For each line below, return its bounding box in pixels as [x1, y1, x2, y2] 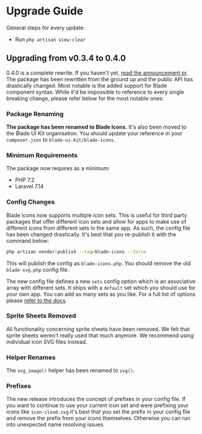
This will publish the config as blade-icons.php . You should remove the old [6, 260, 191, 267]
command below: [6, 237, 49, 244]
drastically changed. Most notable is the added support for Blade [6, 82, 167, 89]
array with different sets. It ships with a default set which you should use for [6, 284, 196, 291]
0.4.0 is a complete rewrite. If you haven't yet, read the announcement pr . [6, 69, 188, 76]
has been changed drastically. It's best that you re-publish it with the [6, 230, 176, 238]
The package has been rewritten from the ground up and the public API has [6, 75, 194, 82]
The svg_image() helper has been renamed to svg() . [6, 367, 135, 374]
